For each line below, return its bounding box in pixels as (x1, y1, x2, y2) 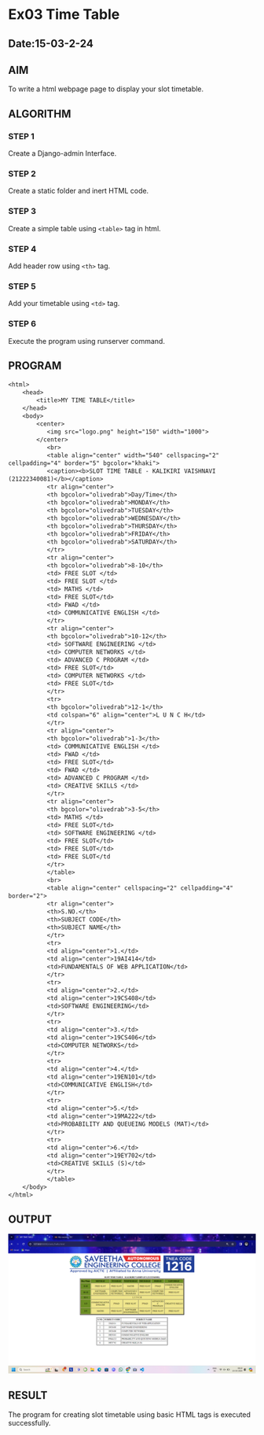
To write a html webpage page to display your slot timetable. (8, 84, 204, 94)
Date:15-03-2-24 (8, 37, 94, 50)
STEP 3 (8, 206, 37, 217)
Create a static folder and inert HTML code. (8, 186, 149, 196)
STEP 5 (8, 281, 37, 292)
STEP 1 (8, 131, 35, 142)
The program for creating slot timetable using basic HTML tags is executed (8, 1410, 251, 1419)
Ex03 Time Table (8, 6, 120, 24)
